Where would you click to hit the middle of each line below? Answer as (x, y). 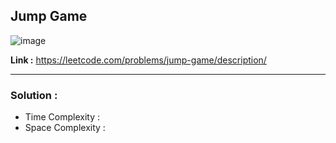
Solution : (34, 95)
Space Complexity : (65, 128)
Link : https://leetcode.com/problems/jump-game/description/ (138, 60)
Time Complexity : (62, 117)
